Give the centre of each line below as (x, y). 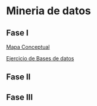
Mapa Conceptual (28, 47)
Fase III (20, 97)
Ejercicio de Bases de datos (40, 58)
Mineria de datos (48, 11)
